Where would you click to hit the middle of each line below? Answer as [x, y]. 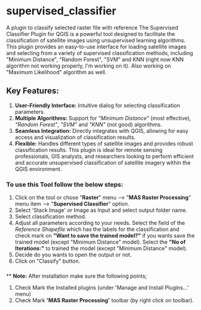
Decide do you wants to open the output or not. [73, 255]
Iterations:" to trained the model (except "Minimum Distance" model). [101, 248]
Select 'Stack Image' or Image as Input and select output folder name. [101, 210]
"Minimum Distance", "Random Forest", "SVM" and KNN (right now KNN [95, 59]
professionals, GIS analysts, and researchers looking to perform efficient [104, 156]
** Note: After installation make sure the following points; [77, 276]
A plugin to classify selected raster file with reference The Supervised [92, 28]
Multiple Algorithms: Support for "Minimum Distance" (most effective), [103, 118]
